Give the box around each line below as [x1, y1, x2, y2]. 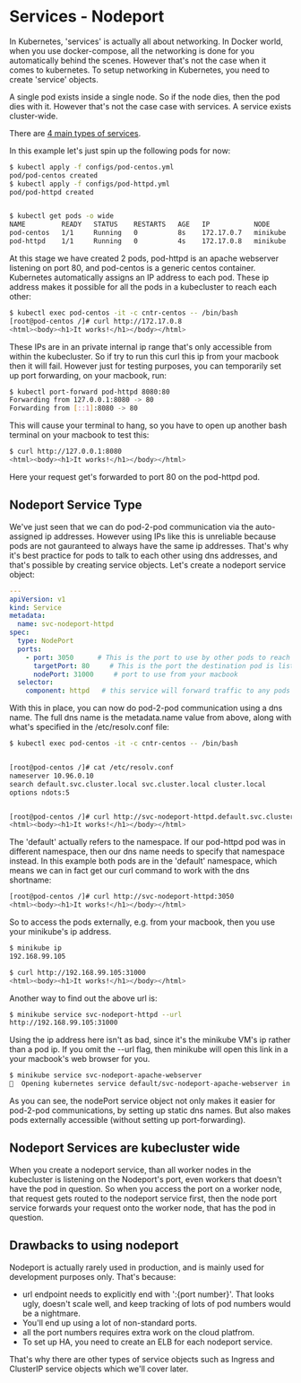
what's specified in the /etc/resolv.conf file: [9, 722, 170, 733]
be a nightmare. [21, 1308, 81, 1318]
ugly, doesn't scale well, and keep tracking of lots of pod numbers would [21, 1298, 291, 1309]
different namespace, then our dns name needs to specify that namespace [9, 846, 285, 857]
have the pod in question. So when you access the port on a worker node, [9, 1183, 282, 1194]
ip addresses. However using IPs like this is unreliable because [44, 531, 277, 542]
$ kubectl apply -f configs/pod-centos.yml [9, 162, 175, 171]
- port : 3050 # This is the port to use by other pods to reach [25, 653, 291, 662]
